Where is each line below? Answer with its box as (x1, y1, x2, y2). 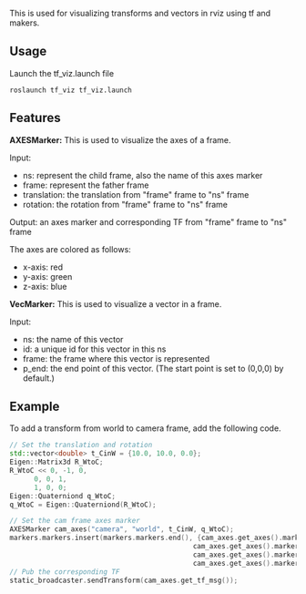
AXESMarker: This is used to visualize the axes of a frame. (9, 134, 231, 145)
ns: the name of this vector (22, 333, 124, 344)
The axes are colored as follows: (9, 243, 132, 254)
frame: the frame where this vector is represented (22, 353, 210, 364)
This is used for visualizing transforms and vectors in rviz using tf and (9, 8, 271, 18)
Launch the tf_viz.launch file (9, 67, 115, 78)
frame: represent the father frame (22, 179, 149, 190)
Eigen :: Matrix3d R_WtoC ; (9, 457, 104, 467)
